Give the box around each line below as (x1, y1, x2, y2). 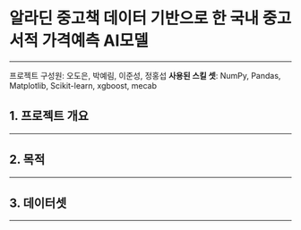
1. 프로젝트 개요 (9, 108, 90, 124)
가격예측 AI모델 (41, 30, 150, 51)
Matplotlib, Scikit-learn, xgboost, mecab (9, 80, 158, 90)
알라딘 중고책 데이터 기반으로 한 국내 (9, 8, 260, 29)
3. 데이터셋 (9, 195, 67, 210)
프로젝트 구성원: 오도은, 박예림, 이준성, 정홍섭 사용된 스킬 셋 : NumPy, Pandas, (9, 70, 281, 81)
